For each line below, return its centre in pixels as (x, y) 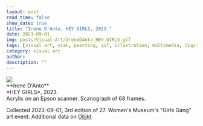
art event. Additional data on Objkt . (50, 116)
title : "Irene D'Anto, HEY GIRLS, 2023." (59, 29)
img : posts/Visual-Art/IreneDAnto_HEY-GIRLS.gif (69, 40)
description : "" (27, 62)
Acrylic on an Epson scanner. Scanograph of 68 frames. (76, 98)
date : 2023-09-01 (28, 34)
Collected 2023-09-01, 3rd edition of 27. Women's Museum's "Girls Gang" (99, 110)
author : (16, 57)
